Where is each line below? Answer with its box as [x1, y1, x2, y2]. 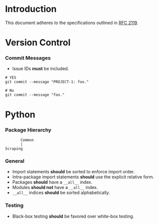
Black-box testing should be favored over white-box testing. [12, 213, 134, 219]
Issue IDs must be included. [12, 65, 69, 72]
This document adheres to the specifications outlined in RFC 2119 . [5, 20, 138, 26]
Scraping [5, 146, 23, 151]
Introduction [5, 3, 57, 15]
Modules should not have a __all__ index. [12, 185, 98, 191]
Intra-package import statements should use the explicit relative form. [12, 174, 155, 180]
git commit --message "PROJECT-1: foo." [5, 80, 89, 85]
